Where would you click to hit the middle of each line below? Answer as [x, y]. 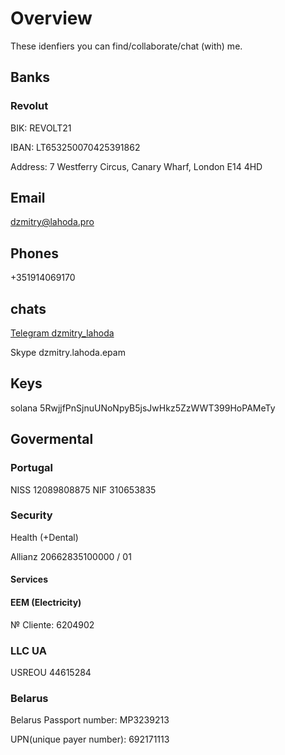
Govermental [52, 439]
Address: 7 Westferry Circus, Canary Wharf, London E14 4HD [136, 166]
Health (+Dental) [44, 537]
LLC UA [28, 650]
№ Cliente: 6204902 [52, 624]
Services [29, 579]
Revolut [29, 106]
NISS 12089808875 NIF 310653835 [83, 489]
